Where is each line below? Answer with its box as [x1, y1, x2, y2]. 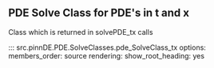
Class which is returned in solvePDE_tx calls [8, 27, 153, 36]
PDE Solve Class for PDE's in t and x [8, 6, 190, 20]
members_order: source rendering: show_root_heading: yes [8, 51, 205, 60]
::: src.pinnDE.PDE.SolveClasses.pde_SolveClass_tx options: [8, 43, 206, 52]
